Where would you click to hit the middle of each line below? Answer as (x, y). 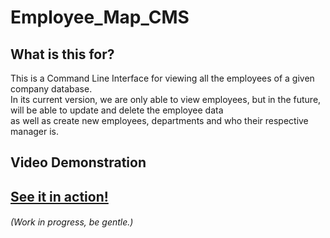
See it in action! (59, 196)
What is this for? (62, 54)
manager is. (35, 131)
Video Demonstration (78, 162)
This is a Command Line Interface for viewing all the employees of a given (162, 78)
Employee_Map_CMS (100, 17)
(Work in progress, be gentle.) (72, 222)
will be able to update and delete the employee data (117, 110)
